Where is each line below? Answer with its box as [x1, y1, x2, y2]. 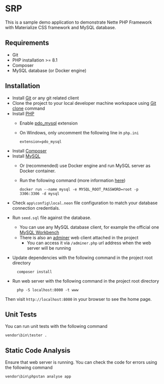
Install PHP [12, 110, 34, 116]
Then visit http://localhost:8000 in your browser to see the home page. [5, 296, 152, 302]
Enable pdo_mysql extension [19, 120, 78, 126]
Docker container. [19, 168, 56, 174]
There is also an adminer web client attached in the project [19, 234, 138, 240]
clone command [12, 105, 45, 111]
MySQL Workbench [19, 229, 59, 235]
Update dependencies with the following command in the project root [12, 255, 153, 260]
